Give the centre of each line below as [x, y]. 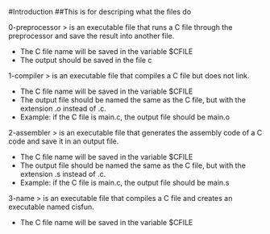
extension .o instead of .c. [63, 109]
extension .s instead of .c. [63, 174]
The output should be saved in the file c [86, 60]
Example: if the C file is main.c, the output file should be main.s [125, 182]
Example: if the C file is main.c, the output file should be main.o [125, 117]
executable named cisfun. [51, 207]
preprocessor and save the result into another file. [91, 36]
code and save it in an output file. [64, 141]
